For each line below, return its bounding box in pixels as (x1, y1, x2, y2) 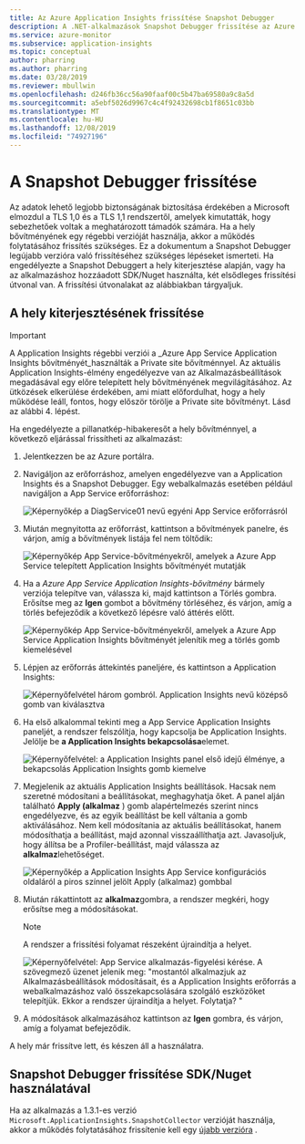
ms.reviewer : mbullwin (9, 81, 96, 90)
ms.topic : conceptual (9, 47, 92, 57)
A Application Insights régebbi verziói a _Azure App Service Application (9, 348, 278, 359)
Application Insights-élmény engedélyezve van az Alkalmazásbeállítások (9, 367, 282, 378)
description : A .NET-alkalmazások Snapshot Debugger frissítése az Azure (9, 22, 296, 31)
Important (9, 329, 46, 340)
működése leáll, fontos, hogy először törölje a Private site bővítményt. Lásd (9, 396, 291, 407)
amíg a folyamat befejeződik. (22, 1023, 132, 1034)
